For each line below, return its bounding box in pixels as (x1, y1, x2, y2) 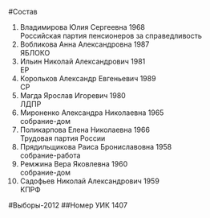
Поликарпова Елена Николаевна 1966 (19, 125, 151, 134)
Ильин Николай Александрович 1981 (19, 56, 146, 66)
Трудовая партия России (19, 134, 106, 143)
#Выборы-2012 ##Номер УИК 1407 (8, 200, 128, 210)
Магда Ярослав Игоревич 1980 (19, 91, 126, 100)
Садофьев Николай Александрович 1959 (19, 176, 160, 186)
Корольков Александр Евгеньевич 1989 (19, 74, 156, 83)
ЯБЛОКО (19, 48, 50, 57)
